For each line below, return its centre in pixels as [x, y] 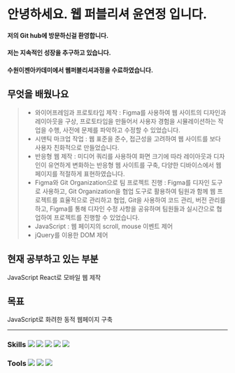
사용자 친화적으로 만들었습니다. [77, 147]
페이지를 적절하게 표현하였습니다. [80, 174]
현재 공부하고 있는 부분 [53, 259]
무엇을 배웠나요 [38, 94]
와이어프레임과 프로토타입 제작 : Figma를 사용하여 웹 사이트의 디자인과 [130, 112]
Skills [17, 345]
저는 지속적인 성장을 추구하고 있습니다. [59, 52]
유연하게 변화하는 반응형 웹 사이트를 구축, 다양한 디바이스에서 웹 [135, 164]
